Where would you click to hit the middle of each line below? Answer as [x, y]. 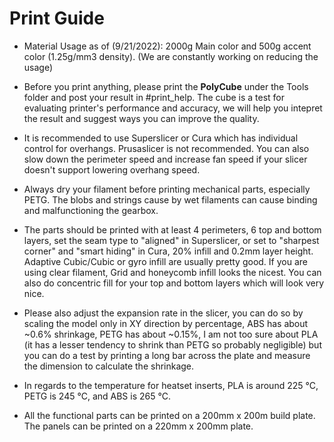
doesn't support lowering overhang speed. [112, 169]
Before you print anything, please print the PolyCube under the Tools [166, 86]
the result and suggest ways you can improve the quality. [141, 118]
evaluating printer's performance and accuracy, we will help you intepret [173, 108]
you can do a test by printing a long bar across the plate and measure [167, 355]
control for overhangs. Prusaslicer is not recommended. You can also [166, 148]
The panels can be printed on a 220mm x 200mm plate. [138, 426]
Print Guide [57, 18]
